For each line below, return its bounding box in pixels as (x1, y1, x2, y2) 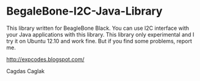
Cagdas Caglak (6, 67, 45, 74)
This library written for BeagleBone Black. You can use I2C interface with (6, 24, 190, 32)
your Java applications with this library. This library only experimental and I (6, 30, 195, 38)
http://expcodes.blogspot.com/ (6, 55, 85, 63)
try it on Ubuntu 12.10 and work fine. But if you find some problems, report (6, 37, 192, 44)
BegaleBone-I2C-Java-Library (6, 4, 163, 18)
